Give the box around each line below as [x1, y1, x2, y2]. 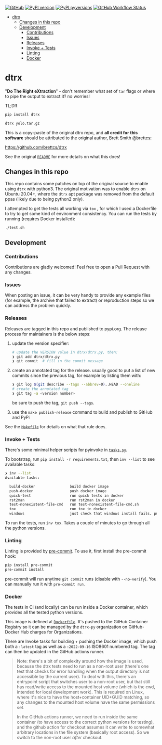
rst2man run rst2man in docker [9, 498, 116, 502]
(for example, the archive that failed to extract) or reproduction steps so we [5, 297, 155, 303]
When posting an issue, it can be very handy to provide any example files [5, 292, 151, 298]
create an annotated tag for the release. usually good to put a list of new [12, 368, 156, 373]
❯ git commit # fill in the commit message [12, 359, 103, 364]
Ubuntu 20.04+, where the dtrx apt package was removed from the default [5, 191, 154, 196]
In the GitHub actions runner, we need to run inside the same [16, 714, 138, 720]
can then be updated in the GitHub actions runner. [5, 649, 105, 655]
